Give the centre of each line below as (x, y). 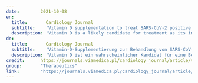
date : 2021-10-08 (37, 11)
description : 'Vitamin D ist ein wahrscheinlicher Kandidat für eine (98, 55)
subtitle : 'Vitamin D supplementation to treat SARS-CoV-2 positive (101, 28)
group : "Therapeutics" (42, 66)
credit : (16, 60)
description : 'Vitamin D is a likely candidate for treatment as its (98, 33)
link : (13, 71)
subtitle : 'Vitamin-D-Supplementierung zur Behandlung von (89, 50)
